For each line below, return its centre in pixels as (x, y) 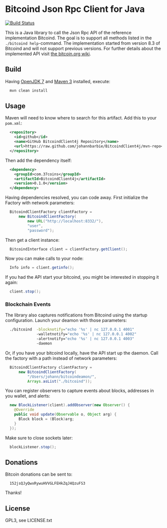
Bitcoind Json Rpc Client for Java (75, 9)
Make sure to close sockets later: (39, 438)
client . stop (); (25, 292)
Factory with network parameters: (40, 203)
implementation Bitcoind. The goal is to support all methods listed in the (79, 38)
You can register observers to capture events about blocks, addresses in (80, 391)
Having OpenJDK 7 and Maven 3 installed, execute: (58, 81)
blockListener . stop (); (33, 447)
